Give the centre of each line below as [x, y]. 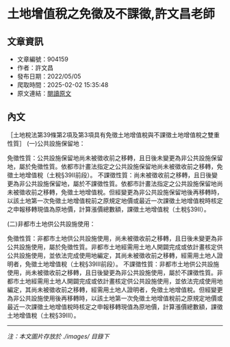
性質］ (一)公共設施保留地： [46, 143]
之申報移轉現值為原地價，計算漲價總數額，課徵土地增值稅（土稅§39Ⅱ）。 [108, 209]
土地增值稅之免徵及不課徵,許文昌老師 [111, 14]
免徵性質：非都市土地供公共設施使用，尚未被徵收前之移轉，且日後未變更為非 [115, 238]
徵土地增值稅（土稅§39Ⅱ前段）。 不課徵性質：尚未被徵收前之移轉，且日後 [110, 175]
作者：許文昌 [35, 68]
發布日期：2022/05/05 [49, 76]
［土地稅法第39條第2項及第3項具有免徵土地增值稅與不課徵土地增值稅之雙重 [114, 135]
